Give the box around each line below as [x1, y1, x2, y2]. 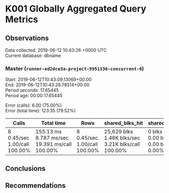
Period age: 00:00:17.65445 [5, 93, 63, 99]
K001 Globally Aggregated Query [5, 3, 146, 15]
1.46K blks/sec [104, 135, 140, 142]
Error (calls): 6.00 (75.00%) [5, 102, 62, 108]
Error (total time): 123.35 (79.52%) [5, 108, 76, 114]
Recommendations [5, 181, 66, 190]
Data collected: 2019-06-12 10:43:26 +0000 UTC [5, 47, 107, 53]
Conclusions [5, 164, 46, 173]
